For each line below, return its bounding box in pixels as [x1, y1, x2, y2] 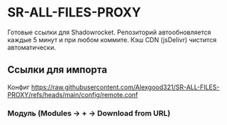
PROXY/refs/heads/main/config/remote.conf [7, 90, 138, 99]
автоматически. [7, 43, 56, 51]
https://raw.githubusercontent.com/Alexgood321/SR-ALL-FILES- [31, 83, 220, 91]
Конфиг [7, 83, 30, 91]
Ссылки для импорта [7, 64, 108, 76]
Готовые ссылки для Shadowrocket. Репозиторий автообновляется [7, 28, 212, 36]
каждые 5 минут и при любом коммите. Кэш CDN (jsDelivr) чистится [7, 35, 217, 44]
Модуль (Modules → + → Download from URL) [7, 108, 171, 118]
